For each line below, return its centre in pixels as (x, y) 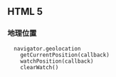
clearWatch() (39, 67)
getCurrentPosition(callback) (65, 55)
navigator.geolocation (47, 48)
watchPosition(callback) (57, 61)
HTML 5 (25, 12)
